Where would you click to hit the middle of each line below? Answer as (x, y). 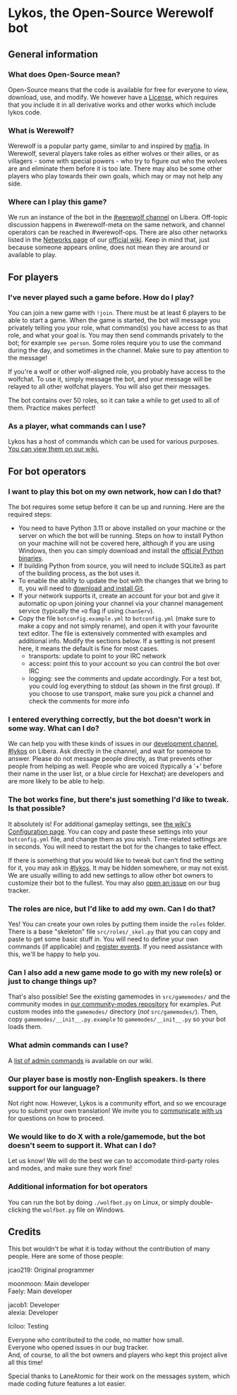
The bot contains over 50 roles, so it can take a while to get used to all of (114, 401)
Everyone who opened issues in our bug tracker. (78, 1348)
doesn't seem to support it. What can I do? (82, 1145)
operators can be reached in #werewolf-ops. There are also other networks (118, 232)
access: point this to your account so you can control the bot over (124, 664)
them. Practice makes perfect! (52, 408)
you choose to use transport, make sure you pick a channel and (121, 694)
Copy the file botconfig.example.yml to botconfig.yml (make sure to (117, 619)
